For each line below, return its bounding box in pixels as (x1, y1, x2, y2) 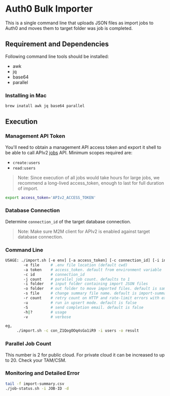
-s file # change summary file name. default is (23, 291, 137, 296)
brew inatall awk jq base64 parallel (5, 103, 85, 109)
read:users (12, 166, 36, 171)
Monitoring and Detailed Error (5, 370, 80, 377)
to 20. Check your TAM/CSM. (5, 357, 67, 363)
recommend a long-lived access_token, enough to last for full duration (17, 180, 164, 186)
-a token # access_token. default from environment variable (23, 267, 162, 272)
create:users (12, 160, 40, 165)
